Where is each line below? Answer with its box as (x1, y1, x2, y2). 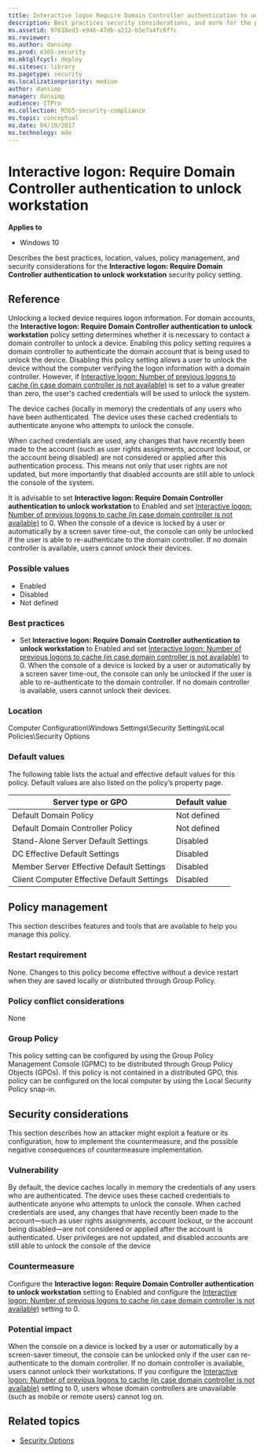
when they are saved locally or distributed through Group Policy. (8, 975, 216, 985)
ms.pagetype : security (8, 70, 82, 78)
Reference (8, 292, 60, 306)
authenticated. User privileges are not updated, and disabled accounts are (8, 1233, 249, 1243)
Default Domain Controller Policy (12, 822, 133, 833)
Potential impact (8, 1324, 72, 1335)
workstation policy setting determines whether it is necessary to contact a (8, 330, 250, 340)
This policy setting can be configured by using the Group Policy (8, 1051, 214, 1060)
